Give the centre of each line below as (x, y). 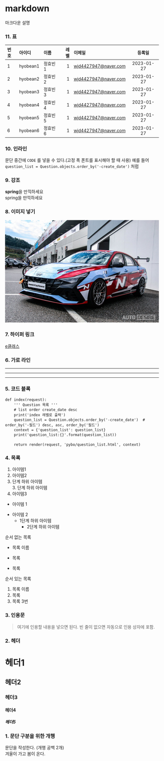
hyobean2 (30, 79)
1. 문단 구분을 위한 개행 (30, 736)
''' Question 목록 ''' (36, 405)
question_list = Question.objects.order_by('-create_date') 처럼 (72, 166)
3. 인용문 (15, 615)
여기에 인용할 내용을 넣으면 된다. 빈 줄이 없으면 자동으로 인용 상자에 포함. (86, 627)
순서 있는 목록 (18, 579)
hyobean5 (30, 117)
